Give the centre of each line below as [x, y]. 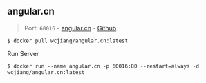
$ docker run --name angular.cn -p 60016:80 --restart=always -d [103, 66]
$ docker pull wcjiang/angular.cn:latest [68, 41]
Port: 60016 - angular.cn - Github [70, 28]
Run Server [23, 53]
